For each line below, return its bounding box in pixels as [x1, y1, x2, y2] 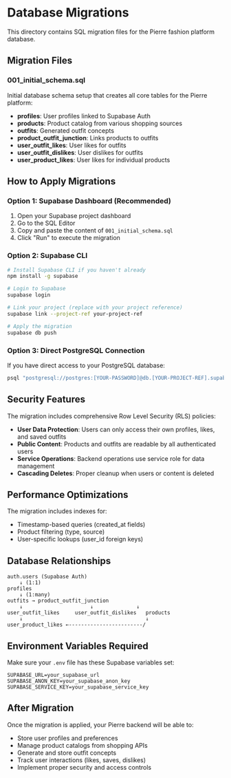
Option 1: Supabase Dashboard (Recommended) [7, 196, 172, 206]
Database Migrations [7, 5, 129, 21]
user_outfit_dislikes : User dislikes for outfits [16, 148, 144, 156]
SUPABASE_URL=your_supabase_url [7, 672, 100, 679]
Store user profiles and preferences [16, 734, 118, 742]
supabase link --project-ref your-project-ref [7, 310, 143, 317]
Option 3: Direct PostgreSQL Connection [7, 345, 145, 355]
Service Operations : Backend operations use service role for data [16, 454, 205, 462]
